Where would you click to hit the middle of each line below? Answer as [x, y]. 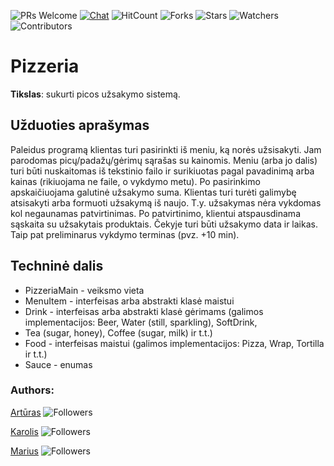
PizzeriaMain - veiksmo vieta [84, 290]
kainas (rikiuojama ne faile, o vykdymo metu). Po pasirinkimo [135, 181]
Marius [24, 451]
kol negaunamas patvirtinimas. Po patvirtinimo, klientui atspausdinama [155, 213]
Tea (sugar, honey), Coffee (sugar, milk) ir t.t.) [118, 332]
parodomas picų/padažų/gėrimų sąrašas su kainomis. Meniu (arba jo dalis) [164, 160]
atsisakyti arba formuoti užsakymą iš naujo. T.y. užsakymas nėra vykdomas [166, 202]
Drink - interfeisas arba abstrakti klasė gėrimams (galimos [144, 311]
